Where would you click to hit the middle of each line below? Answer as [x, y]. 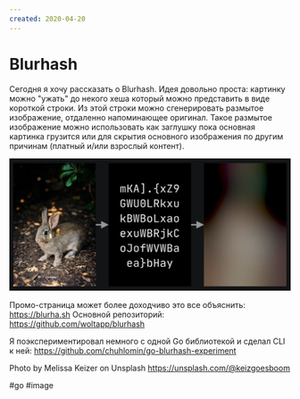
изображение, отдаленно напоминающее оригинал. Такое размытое [141, 117]
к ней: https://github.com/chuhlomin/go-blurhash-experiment [123, 351]
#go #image [31, 386]
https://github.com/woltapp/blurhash [77, 324]
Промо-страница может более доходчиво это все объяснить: [127, 305]
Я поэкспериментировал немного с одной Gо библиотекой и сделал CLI [147, 341]
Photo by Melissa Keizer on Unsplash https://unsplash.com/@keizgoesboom [150, 368]
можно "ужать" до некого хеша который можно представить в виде [140, 98]
